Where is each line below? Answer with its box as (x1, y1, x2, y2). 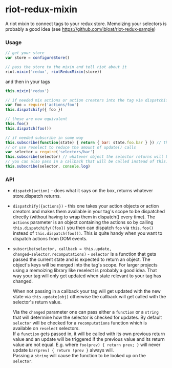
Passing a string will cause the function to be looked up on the (12, 353, 146, 359)
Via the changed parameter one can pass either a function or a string (12, 309, 159, 315)
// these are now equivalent (5, 116, 68, 121)
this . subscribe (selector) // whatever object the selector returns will (5, 154, 164, 159)
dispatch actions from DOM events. (12, 236, 88, 242)
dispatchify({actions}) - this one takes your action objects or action (12, 203, 159, 209)
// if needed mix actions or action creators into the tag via (5, 97, 143, 103)
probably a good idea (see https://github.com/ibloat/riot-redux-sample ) (5, 26, 156, 32)
